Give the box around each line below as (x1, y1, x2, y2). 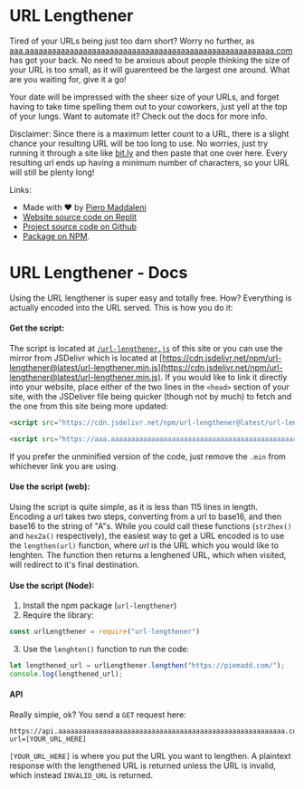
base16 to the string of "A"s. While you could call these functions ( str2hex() (9, 521, 292, 532)
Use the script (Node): (9, 580, 95, 591)
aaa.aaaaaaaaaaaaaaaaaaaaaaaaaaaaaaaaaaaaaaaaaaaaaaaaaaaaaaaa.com (9, 44, 293, 55)
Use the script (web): (9, 481, 90, 492)
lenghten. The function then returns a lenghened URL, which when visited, (9, 550, 287, 561)
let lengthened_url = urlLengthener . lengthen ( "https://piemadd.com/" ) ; (9, 661, 285, 670)
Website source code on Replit (22, 211, 138, 222)
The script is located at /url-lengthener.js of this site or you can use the (9, 343, 283, 354)
